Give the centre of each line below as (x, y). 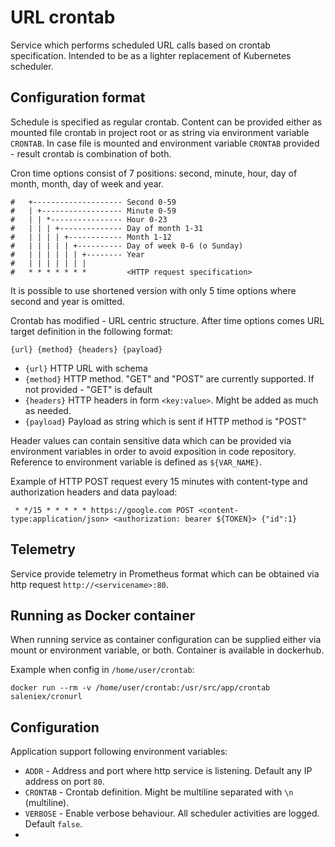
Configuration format (78, 97)
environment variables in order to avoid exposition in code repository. (153, 451)
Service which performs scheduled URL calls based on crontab (140, 45)
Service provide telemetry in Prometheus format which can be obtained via (165, 573)
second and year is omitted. (67, 301)
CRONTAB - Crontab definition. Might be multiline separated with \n (159, 792)
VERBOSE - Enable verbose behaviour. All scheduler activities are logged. (172, 813)
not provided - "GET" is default (88, 389)
